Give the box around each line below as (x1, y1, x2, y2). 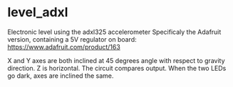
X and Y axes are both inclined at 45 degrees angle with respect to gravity (7, 56, 226, 64)
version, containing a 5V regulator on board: (7, 35, 137, 43)
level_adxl (7, 4, 68, 21)
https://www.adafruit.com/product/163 (7, 42, 121, 51)
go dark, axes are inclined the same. (7, 71, 114, 80)
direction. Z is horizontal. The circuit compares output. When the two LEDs (7, 64, 227, 72)
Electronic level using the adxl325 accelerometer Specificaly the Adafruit (7, 28, 222, 36)
